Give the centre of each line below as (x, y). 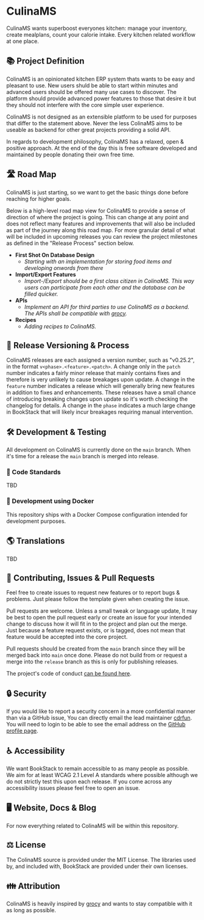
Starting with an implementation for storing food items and (98, 261)
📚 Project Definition (45, 61)
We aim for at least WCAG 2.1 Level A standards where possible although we (102, 775)
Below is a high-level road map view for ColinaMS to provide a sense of (96, 210)
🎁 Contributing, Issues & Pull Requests (81, 578)
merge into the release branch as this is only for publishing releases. (92, 662)
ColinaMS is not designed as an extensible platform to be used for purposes (102, 117)
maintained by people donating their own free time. (71, 155)
